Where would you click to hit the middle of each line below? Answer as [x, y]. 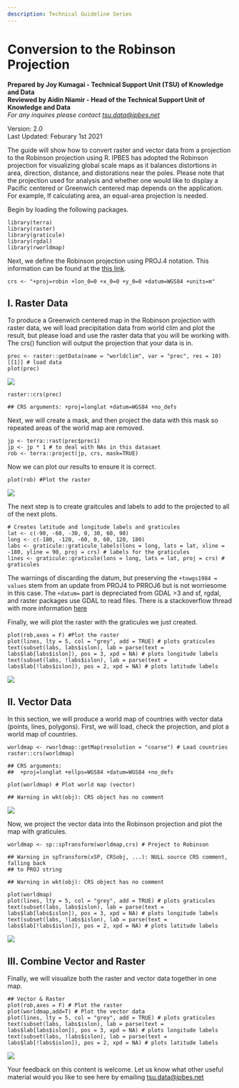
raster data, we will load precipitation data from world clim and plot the [111, 328]
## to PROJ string [35, 870]
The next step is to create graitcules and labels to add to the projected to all [118, 506]
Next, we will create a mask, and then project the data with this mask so [113, 420]
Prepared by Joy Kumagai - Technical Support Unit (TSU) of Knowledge [116, 84]
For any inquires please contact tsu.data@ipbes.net [84, 114]
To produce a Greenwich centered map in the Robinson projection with [111, 320]
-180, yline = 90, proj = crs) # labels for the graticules [99, 552]
